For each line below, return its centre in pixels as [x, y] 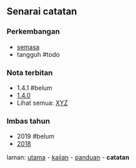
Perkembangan [33, 32]
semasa [28, 47]
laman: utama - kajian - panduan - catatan [68, 157]
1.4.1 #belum [35, 88]
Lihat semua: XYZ [42, 103]
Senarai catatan [42, 12]
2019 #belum [36, 136]
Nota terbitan [30, 72]
